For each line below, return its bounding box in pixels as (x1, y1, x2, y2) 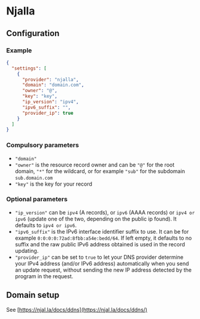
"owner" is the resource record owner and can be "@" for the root (14, 161, 175, 168)
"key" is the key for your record (14, 180, 93, 187)
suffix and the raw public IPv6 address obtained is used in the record (14, 240, 186, 248)
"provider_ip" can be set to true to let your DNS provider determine (14, 254, 184, 261)
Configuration (6, 28, 60, 38)
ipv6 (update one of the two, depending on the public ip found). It (14, 215, 177, 222)
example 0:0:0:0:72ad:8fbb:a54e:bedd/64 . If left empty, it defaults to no (14, 234, 192, 242)
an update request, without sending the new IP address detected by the (14, 266, 192, 273)
